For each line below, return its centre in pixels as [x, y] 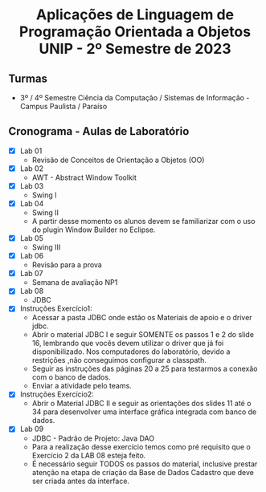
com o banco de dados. [71, 377]
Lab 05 [32, 238]
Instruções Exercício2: [57, 394]
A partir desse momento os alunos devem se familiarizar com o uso [143, 222]
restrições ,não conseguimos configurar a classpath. [119, 360]
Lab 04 [32, 203]
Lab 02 [32, 168]
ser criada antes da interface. [81, 481]
